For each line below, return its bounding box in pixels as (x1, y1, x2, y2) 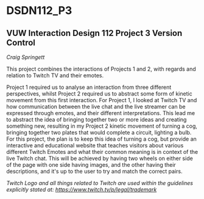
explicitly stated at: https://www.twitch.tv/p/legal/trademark (6, 186, 157, 193)
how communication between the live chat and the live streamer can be (6, 103, 186, 110)
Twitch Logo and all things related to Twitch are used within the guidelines (6, 180, 194, 186)
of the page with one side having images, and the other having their (6, 161, 177, 168)
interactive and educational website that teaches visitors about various (6, 142, 184, 149)
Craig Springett (6, 54, 45, 61)
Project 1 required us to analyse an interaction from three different (6, 83, 172, 91)
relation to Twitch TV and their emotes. (6, 72, 104, 79)
